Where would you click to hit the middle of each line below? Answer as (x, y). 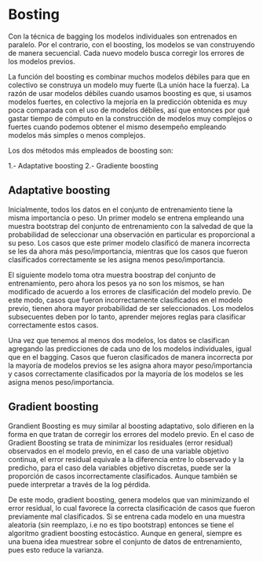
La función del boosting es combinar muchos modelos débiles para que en (129, 76)
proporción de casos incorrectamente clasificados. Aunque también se (123, 476)
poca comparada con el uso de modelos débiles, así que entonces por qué (129, 110)
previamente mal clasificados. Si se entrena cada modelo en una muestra (127, 516)
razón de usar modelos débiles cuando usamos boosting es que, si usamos (130, 93)
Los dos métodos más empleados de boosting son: (91, 150)
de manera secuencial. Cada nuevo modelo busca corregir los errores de (126, 53)
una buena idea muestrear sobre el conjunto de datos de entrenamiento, (125, 542)
